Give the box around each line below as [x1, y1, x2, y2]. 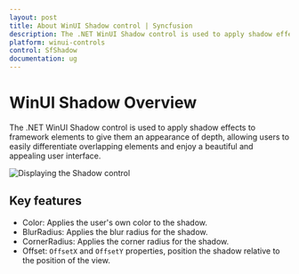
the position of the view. [21, 254, 111, 265]
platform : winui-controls [9, 37, 105, 47]
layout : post [9, 12, 58, 22]
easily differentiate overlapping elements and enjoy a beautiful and [9, 141, 254, 151]
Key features [9, 193, 82, 209]
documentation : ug [9, 54, 77, 63]
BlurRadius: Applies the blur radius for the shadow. [21, 226, 208, 237]
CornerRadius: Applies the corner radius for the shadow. [21, 236, 230, 246]
